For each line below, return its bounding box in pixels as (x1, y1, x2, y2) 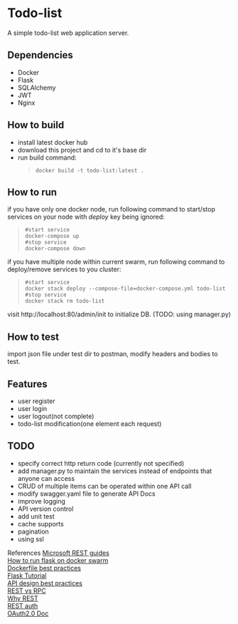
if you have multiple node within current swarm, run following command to (7, 258, 225, 266)
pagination (17, 527, 50, 536)
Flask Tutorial (7, 571, 47, 580)
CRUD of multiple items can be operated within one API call (17, 482, 192, 490)
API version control (17, 504, 74, 513)
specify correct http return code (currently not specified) (17, 459, 185, 467)
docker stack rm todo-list (24, 298, 105, 305)
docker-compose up (24, 233, 80, 240)
